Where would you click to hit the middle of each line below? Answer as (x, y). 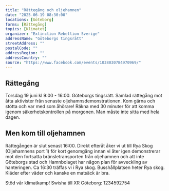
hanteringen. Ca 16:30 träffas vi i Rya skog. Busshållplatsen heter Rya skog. (85, 167)
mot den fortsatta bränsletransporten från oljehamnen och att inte (75, 156)
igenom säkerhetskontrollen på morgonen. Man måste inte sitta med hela (83, 112)
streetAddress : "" (25, 44)
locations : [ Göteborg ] (30, 19)
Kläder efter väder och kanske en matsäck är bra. (58, 173)
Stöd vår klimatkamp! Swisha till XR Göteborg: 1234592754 (68, 183)
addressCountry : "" (26, 58)
